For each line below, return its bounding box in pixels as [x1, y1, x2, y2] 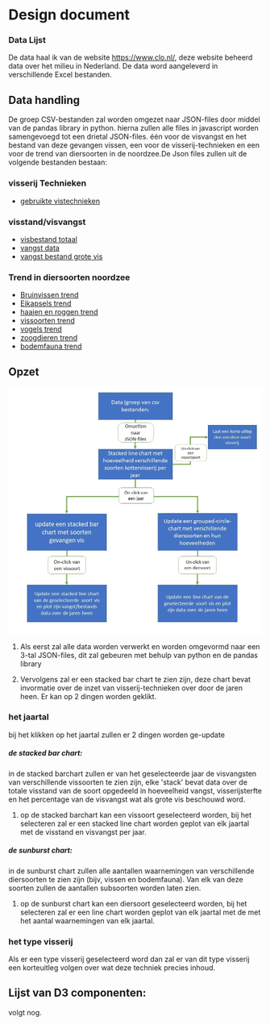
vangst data [19, 243, 60, 252]
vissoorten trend [19, 316, 75, 326]
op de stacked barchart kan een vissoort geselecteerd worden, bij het [19, 810, 252, 819]
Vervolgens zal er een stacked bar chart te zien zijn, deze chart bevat [19, 674, 251, 684]
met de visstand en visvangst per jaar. [19, 827, 147, 836]
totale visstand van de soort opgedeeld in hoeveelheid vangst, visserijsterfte [8, 785, 262, 795]
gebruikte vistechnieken [19, 196, 101, 206]
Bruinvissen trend [19, 290, 79, 300]
